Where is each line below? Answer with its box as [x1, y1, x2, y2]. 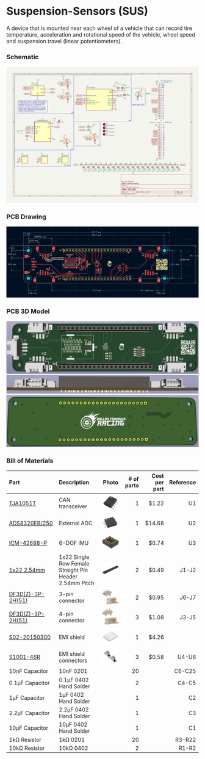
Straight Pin [59, 566, 88, 574]
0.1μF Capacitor [9, 679, 50, 687]
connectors [59, 656, 88, 664]
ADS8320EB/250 [9, 520, 53, 527]
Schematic [6, 52, 39, 61]
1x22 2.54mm [9, 566, 46, 574]
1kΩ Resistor [9, 736, 41, 743]
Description [59, 478, 90, 486]
